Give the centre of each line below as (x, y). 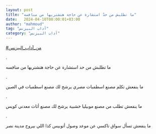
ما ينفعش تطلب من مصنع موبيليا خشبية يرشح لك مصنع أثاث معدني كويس (74, 106)
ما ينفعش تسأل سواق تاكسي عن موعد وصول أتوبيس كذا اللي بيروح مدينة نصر (79, 126)
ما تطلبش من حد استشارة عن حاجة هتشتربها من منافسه (58, 67)
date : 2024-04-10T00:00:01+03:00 (43, 19)
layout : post (19, 10)
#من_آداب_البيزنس (24, 48)
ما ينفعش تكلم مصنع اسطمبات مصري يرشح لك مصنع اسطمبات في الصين (75, 87)
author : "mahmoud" (25, 24)
